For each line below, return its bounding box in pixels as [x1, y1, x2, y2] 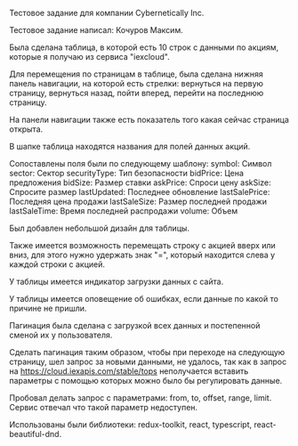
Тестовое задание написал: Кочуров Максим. [9, 25, 184, 35]
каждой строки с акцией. [9, 259, 105, 270]
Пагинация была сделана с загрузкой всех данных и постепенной [9, 320, 261, 330]
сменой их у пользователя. [9, 329, 113, 340]
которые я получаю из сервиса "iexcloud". [9, 52, 171, 61]
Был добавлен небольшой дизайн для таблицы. [9, 223, 189, 233]
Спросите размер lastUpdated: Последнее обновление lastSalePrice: [9, 187, 270, 197]
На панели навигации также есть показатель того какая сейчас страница [9, 115, 289, 125]
